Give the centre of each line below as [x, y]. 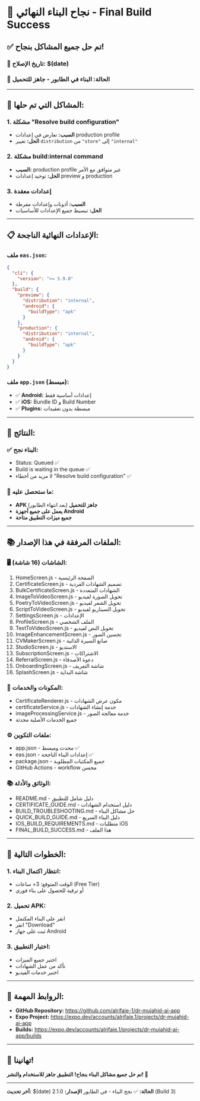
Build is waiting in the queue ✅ [53, 469]
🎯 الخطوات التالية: [36, 854]
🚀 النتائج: [21, 433]
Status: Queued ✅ [37, 463]
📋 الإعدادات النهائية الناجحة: [53, 235]
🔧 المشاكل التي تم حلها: [46, 105]
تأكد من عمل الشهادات [40, 966]
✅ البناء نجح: [23, 450]
